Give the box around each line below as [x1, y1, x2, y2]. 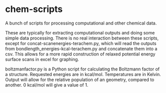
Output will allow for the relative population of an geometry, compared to [5, 76, 155, 82]
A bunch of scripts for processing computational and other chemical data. [5, 20, 157, 26]
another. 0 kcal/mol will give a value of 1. [5, 81, 89, 88]
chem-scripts [5, 3, 63, 15]
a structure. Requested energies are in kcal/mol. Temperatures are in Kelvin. [5, 71, 161, 77]
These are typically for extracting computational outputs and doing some [5, 29, 155, 35]
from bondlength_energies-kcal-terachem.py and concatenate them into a [5, 45, 158, 51]
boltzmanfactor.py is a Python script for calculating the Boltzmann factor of [5, 66, 160, 72]
